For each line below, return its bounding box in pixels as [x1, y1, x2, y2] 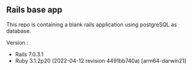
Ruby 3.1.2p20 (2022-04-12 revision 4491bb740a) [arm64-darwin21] [15, 57, 187, 64]
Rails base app [6, 5, 62, 15]
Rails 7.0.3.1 [15, 51, 44, 58]
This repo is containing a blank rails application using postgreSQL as [6, 21, 177, 28]
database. [6, 27, 31, 34]
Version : [6, 39, 28, 46]
